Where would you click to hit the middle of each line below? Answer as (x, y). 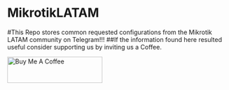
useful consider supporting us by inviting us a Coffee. (85, 47)
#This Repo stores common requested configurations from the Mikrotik (110, 32)
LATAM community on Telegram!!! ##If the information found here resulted (115, 39)
